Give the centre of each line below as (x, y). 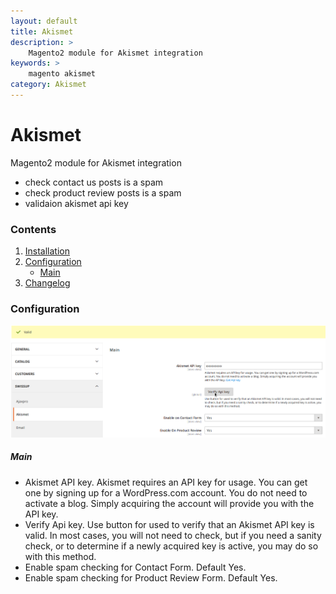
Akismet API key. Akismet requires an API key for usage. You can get (166, 482)
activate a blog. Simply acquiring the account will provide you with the (169, 503)
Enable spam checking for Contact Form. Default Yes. (135, 567)
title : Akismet (42, 31)
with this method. (60, 556)
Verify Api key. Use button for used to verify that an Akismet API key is (169, 524)
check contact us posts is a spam (94, 182)
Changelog (47, 283)
